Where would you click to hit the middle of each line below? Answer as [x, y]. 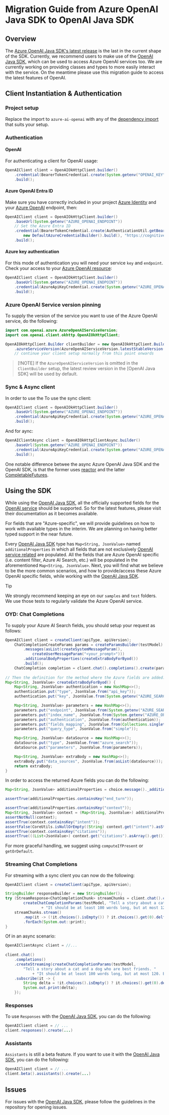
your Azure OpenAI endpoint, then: [41, 207]
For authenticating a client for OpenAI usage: [52, 161]
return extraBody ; [33, 766]
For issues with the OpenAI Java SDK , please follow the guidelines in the [80, 1102]
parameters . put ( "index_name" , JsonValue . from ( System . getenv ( [79, 715]
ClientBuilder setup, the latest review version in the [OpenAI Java [86, 369]
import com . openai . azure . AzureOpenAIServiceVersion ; [62, 330]
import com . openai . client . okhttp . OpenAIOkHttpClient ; [63, 335]
